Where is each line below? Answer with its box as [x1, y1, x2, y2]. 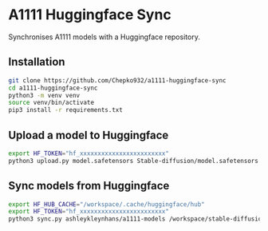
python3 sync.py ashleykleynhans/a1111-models [8, 215, 166, 223]
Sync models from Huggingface [8, 179, 170, 193]
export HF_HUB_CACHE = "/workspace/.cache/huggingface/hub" [8, 200, 205, 209]
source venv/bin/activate [8, 98, 94, 107]
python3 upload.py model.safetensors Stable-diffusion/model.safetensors [8, 157, 259, 165]
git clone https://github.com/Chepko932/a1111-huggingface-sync [8, 76, 227, 85]
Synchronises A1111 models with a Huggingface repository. [8, 32, 201, 42]
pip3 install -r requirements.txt [8, 106, 124, 114]
